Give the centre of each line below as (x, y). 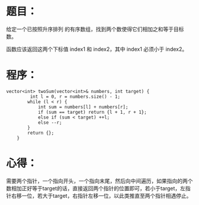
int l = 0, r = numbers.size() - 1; (75, 97)
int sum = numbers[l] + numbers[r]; (83, 107)
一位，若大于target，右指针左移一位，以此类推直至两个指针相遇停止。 (107, 196)
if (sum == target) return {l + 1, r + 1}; (92, 112)
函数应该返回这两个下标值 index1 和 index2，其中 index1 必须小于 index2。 (97, 49)
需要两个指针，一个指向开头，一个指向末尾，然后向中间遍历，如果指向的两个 (99, 181)
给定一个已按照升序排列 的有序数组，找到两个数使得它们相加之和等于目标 (95, 29)
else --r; (50, 122)
